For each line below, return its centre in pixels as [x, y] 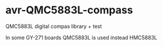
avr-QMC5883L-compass [69, 10]
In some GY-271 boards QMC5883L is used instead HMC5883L [81, 37]
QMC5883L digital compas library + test [54, 26]
